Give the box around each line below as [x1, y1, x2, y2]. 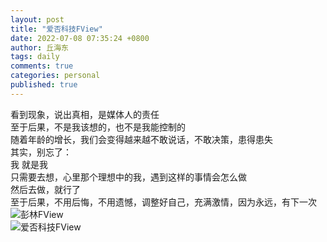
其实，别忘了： [10, 146, 72, 158]
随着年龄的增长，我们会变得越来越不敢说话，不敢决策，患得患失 [10, 133, 273, 145]
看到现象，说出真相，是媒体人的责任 [10, 108, 160, 120]
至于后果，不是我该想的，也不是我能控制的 [10, 121, 186, 133]
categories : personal [10, 71, 101, 81]
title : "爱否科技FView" [10, 24, 103, 34]
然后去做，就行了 [10, 183, 81, 195]
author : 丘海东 [10, 42, 69, 53]
